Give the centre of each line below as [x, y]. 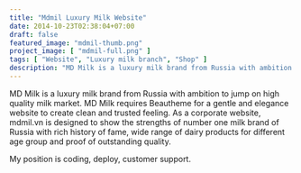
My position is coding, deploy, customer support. [100, 159]
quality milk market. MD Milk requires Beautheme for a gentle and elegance [149, 103]
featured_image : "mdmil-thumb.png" [76, 43]
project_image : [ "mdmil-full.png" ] [80, 51]
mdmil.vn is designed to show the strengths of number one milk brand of [144, 122]
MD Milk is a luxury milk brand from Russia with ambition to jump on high [145, 93]
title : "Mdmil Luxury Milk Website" [78, 18]
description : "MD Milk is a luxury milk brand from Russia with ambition [151, 68]
